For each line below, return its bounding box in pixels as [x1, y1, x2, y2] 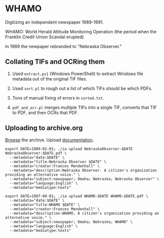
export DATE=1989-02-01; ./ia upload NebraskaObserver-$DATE [5, 146, 133, 151]
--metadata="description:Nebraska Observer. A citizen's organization [9, 168, 157, 173]
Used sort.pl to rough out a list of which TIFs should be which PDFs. [12, 85, 153, 91]
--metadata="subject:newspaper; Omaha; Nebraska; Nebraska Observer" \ [9, 176, 160, 182]
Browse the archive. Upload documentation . [5, 137, 94, 143]
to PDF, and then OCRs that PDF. [12, 109, 79, 115]
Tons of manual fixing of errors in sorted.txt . [12, 95, 104, 101]
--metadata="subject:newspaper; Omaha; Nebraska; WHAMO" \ [9, 219, 133, 224]
